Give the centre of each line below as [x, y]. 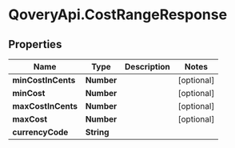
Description [147, 67]
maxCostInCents [45, 106]
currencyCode [40, 132]
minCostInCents [44, 80]
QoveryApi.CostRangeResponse [118, 15]
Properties [35, 44]
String [97, 132]
